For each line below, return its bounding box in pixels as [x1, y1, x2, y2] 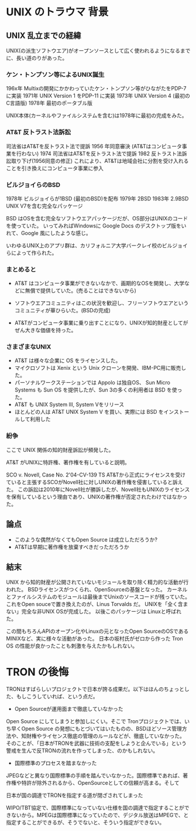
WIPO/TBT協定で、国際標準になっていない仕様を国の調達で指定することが [6, 804, 184, 812]
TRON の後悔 [6, 665, 69, 679]
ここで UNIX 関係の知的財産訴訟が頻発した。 [6, 446, 114, 453]
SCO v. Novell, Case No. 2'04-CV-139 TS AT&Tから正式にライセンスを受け [6, 471, 186, 478]
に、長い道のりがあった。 [6, 55, 68, 62]
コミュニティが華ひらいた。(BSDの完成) [14, 307, 111, 314]
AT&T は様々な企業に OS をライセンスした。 [14, 357, 121, 364]
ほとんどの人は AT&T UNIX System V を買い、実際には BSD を [14, 408, 164, 415]
